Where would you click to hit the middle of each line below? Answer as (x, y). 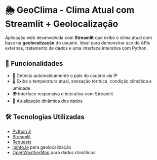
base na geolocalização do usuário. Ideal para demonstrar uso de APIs (78, 42)
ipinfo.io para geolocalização (42, 147)
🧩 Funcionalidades (34, 63)
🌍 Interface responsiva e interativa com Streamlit (63, 94)
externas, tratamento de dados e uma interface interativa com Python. (77, 48)
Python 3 (21, 131)
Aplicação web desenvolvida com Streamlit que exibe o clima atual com (78, 38)
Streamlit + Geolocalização (62, 24)
